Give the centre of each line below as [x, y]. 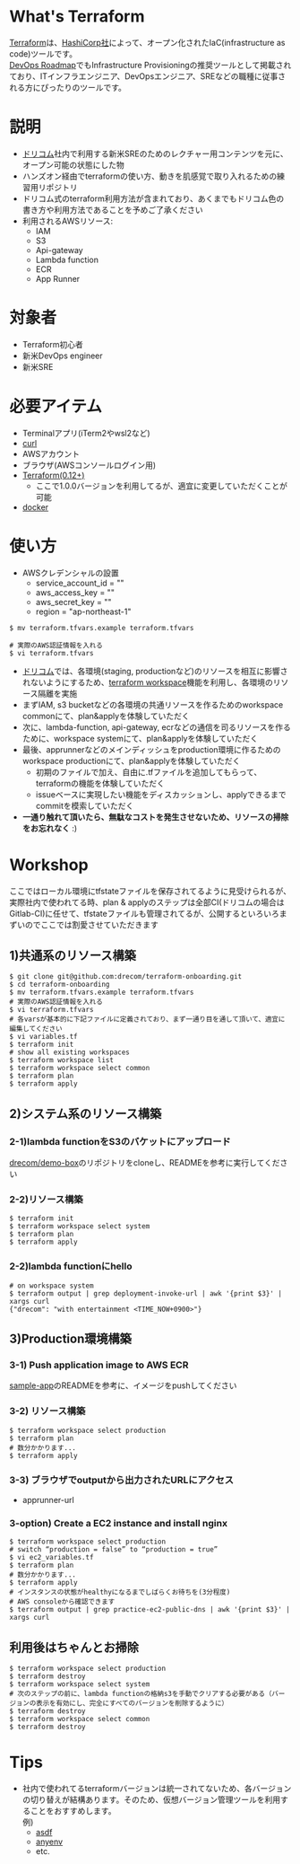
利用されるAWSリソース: [68, 221]
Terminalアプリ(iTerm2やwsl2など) [86, 433]
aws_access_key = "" [75, 592]
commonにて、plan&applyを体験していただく [106, 716]
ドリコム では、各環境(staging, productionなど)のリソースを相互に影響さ [155, 671]
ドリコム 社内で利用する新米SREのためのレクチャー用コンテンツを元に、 [155, 154]
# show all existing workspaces [69, 1052]
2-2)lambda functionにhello [71, 1266]
